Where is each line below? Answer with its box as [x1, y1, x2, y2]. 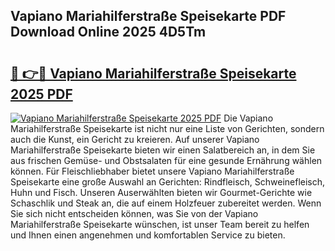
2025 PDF [10, 85, 73, 103]
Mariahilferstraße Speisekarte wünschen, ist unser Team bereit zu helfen [10, 219, 310, 230]
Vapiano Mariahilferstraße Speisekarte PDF [10, 8, 287, 25]
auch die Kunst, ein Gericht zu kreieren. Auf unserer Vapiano [10, 134, 260, 145]
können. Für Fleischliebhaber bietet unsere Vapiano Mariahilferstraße [10, 165, 295, 177]
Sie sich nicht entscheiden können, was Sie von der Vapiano [10, 208, 259, 219]
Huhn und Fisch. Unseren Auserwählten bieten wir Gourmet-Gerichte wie [10, 187, 313, 198]
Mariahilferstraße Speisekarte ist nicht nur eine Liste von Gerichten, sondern [10, 123, 325, 134]
